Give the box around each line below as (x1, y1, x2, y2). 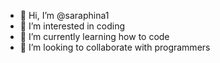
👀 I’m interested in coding (19, 20, 126, 32)
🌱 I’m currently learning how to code (19, 31, 170, 42)
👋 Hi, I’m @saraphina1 (19, 10, 110, 21)
